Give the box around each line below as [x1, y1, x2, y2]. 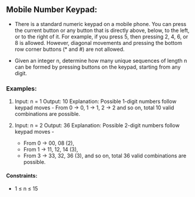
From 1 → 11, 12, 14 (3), [23, 146, 78, 153]
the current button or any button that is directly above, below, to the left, [14, 27, 190, 34]
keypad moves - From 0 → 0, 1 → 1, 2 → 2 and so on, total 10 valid [14, 104, 174, 111]
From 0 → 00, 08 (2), [23, 140, 75, 147]
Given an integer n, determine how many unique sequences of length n [14, 57, 187, 64]
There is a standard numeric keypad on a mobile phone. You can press [14, 20, 187, 27]
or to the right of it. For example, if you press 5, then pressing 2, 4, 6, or [14, 33, 189, 40]
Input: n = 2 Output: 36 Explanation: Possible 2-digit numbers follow [14, 122, 180, 129]
